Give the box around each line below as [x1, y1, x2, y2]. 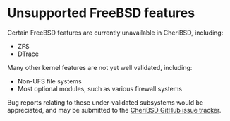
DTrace [17, 50, 40, 58]
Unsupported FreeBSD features [7, 5, 195, 21]
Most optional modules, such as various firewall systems [17, 84, 182, 93]
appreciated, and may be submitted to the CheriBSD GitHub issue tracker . [7, 105, 222, 114]
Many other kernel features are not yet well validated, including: [7, 63, 193, 71]
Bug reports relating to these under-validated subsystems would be [7, 98, 203, 107]
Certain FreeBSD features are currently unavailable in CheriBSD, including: [7, 28, 224, 37]
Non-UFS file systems [17, 76, 83, 86]
